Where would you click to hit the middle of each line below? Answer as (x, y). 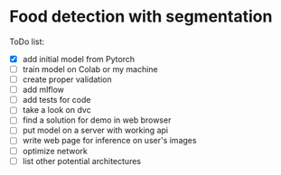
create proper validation (67, 79)
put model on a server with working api (95, 130)
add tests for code (56, 100)
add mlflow (43, 90)
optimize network (55, 151)
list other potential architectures (82, 161)
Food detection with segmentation (141, 17)
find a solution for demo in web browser (97, 120)
